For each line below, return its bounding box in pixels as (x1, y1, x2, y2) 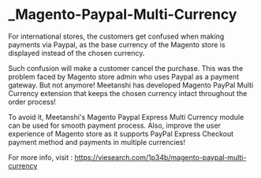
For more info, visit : (8, 152, 73, 162)
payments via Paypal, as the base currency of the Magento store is (8, 39, 226, 49)
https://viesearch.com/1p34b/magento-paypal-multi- (74, 152, 247, 162)
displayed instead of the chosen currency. (8, 48, 145, 57)
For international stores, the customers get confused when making (8, 32, 225, 41)
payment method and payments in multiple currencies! (8, 137, 185, 146)
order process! (8, 97, 57, 106)
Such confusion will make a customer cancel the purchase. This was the (8, 63, 244, 72)
